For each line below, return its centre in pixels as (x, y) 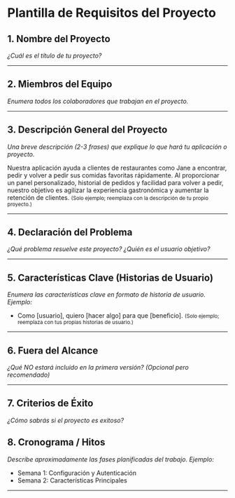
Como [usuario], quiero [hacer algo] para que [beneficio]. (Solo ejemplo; (118, 316)
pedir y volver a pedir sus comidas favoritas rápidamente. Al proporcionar (113, 175)
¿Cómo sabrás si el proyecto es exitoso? (66, 420)
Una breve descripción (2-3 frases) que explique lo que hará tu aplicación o (117, 147)
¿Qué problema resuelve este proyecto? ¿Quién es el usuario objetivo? (109, 249)
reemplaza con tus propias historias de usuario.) (76, 323)
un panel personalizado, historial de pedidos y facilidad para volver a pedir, (115, 182)
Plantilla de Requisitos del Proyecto (112, 13)
